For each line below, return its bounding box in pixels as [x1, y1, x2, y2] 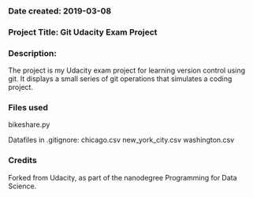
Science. [8, 181, 37, 191]
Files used [8, 102, 49, 113]
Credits [8, 155, 37, 166]
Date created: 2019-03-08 [8, 6, 112, 17]
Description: [8, 47, 57, 58]
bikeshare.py [8, 120, 50, 129]
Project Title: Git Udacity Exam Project [8, 26, 158, 37]
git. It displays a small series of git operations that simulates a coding [8, 74, 233, 84]
